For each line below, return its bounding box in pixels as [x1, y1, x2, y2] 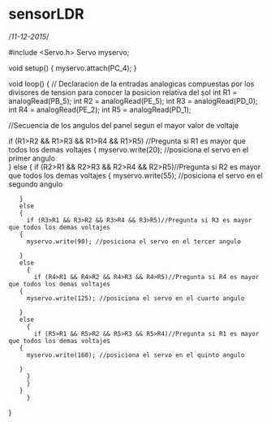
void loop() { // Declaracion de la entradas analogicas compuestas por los [8, 79, 255, 88]
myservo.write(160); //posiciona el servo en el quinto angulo [26, 350, 245, 359]
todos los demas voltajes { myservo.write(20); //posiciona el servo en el [8, 144, 249, 154]
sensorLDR [8, 5, 84, 24]
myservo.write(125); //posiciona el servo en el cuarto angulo [26, 294, 245, 303]
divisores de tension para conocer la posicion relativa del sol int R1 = [8, 87, 238, 97]
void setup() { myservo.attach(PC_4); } [8, 62, 137, 73]
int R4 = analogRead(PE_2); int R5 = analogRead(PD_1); [8, 105, 191, 114]
